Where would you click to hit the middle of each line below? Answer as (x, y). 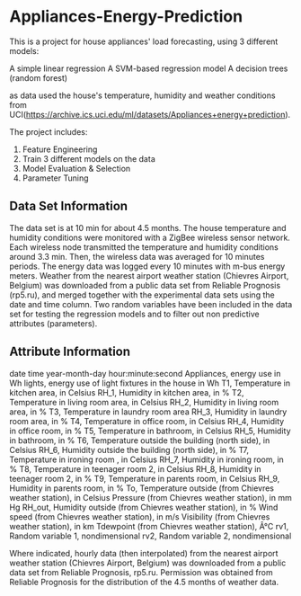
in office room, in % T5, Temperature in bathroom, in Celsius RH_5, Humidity (150, 431)
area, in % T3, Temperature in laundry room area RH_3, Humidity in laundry (148, 412)
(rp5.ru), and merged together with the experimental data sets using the (142, 295)
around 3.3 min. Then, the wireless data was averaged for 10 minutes (137, 256)
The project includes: (49, 131)
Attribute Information (70, 352)
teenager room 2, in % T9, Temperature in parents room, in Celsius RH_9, (145, 478)
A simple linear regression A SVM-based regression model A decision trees (149, 68)
